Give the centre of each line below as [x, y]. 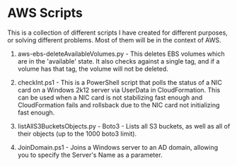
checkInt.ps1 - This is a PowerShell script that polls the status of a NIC [120, 82]
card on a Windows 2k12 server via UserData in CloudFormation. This [119, 90]
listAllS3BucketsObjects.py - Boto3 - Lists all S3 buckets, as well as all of [124, 126]
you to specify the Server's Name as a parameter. [90, 155]
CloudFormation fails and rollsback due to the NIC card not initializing [118, 105]
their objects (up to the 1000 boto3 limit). [77, 134]
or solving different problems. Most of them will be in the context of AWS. [114, 40]
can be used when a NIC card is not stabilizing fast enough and [110, 97]
